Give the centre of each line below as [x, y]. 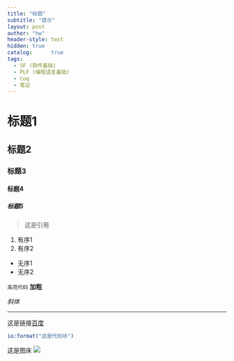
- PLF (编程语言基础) [41, 72]
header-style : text [36, 40]
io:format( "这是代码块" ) [41, 336]
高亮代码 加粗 [25, 287]
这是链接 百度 [25, 323]
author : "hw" [26, 33]
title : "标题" [27, 14]
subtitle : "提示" [31, 20]
